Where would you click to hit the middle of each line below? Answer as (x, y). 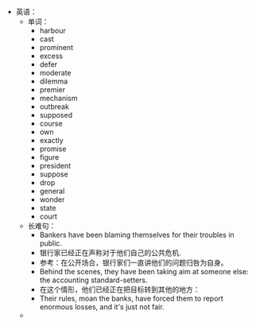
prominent (56, 47)
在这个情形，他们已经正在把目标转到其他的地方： (120, 289)
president (55, 166)
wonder (52, 200)
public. (50, 243)
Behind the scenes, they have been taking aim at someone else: (144, 272)
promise (53, 149)
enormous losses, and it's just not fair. (102, 307)
